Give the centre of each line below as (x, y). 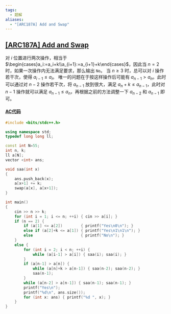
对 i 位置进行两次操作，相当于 (36, 58)
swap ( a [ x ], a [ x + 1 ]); (36, 188)
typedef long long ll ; (29, 137)
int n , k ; (16, 151)
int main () (17, 202)
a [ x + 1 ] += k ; (28, 184)
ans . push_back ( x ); (34, 179)
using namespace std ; (28, 132)
